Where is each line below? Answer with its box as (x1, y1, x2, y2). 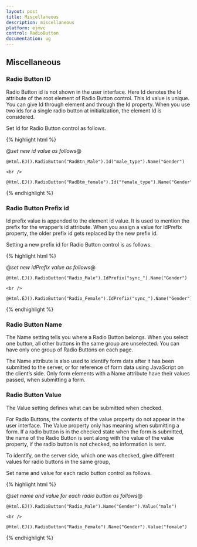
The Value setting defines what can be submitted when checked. (6, 404, 163, 411)
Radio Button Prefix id (6, 204, 69, 212)
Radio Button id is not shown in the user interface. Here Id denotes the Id (6, 88, 182, 95)
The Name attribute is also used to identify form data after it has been (6, 358, 175, 365)
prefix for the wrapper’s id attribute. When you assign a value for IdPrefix (6, 223, 182, 230)
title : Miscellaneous (6, 14, 59, 20)
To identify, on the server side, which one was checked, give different (6, 452, 175, 459)
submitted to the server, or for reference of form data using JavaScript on (6, 364, 184, 371)
